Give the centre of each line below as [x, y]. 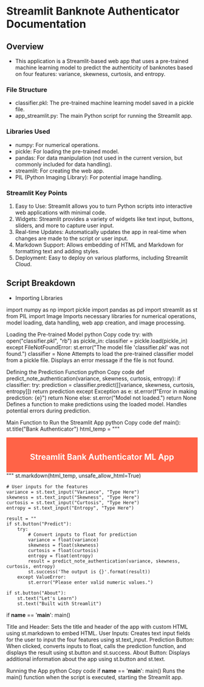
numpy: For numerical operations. [57, 145]
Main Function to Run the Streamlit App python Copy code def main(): [93, 422]
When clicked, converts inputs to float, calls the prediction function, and [96, 646]
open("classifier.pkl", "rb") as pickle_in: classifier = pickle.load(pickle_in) [97, 341]
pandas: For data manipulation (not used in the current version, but [99, 158]
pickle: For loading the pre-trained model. [67, 151]
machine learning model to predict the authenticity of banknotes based [104, 67]
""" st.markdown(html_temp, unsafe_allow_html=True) [74, 476]
